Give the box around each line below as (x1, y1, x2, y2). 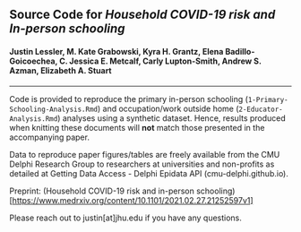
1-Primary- (247, 95, 288, 104)
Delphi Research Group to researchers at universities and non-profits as (9, 159, 275, 169)
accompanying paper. (9, 132, 90, 142)
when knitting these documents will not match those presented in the (9, 122, 265, 133)
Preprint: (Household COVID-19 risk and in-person (9, 185, 194, 196)
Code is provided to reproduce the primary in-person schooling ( (9, 93, 249, 104)
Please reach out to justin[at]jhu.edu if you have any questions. (9, 212, 242, 223)
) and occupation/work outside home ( (97, 103, 239, 114)
